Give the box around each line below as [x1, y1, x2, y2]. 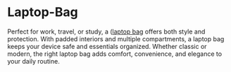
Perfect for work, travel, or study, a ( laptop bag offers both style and [7, 27, 206, 36]
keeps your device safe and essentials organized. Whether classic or [7, 42, 207, 50]
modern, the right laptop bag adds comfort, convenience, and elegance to [7, 50, 223, 58]
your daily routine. [7, 57, 60, 65]
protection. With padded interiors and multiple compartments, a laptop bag [7, 34, 225, 43]
